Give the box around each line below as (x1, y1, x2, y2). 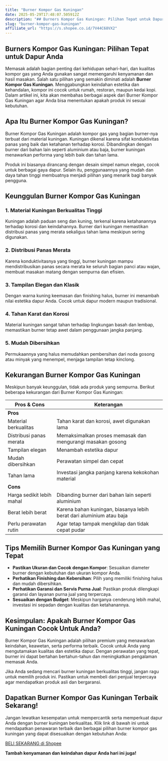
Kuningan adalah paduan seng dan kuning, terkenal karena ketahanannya (5, 218, 156, 224)
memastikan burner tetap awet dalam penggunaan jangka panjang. (5, 327, 143, 333)
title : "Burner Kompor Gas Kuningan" (5, 7, 84, 13)
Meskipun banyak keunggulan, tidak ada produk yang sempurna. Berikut (5, 384, 155, 390)
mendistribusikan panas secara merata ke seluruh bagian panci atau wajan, (5, 263, 161, 269)
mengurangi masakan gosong (56, 438, 126, 445)
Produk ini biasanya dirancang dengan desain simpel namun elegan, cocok (5, 161, 159, 168)
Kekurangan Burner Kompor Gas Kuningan (5, 371, 141, 379)
